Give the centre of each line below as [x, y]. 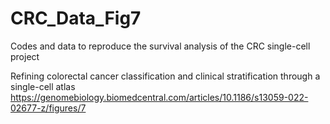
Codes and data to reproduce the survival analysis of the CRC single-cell [160, 46]
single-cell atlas [43, 86]
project [25, 56]
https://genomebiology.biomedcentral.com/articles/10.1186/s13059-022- [159, 97]
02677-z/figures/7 [48, 108]
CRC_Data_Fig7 [76, 18]
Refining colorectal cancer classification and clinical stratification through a [165, 76]
